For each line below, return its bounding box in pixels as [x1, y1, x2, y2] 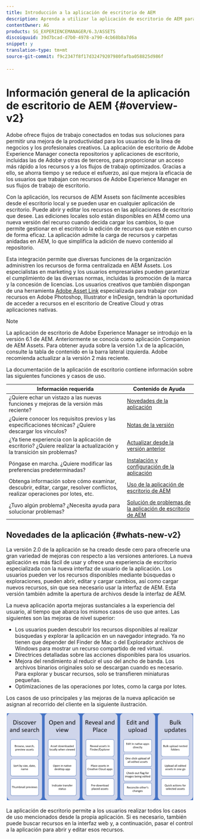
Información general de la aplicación [6, 86, 190, 99]
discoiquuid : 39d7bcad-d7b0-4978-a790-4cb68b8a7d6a [6, 35, 137, 41]
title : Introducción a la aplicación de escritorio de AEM [6, 10, 156, 15]
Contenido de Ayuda [133, 386, 186, 393]
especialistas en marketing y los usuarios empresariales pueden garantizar [6, 268, 190, 275]
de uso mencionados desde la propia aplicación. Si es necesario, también [6, 813, 187, 821]
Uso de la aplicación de [127, 481, 185, 488]
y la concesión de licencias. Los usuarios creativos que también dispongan [6, 280, 190, 288]
